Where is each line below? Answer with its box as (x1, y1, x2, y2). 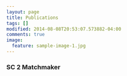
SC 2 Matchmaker (6, 63, 61, 71)
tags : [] (6, 20, 29, 26)
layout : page (6, 9, 40, 15)
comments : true (6, 32, 45, 38)
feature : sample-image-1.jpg (12, 43, 86, 49)
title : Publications (6, 15, 59, 21)
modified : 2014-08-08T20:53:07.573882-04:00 (6, 26, 122, 32)
